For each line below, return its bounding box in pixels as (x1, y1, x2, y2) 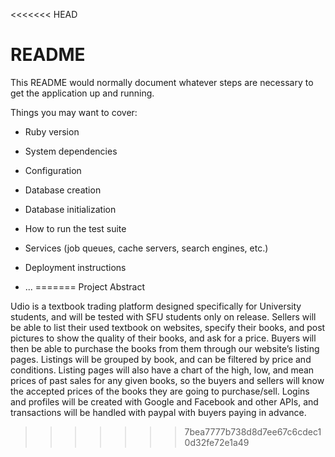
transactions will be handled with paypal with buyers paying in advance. (10, 406, 307, 418)
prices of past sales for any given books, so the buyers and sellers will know (10, 374, 325, 386)
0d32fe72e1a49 (184, 436, 250, 448)
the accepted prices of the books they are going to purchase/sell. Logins (10, 385, 310, 397)
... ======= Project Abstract (24, 280, 145, 293)
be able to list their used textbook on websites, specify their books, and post (10, 321, 326, 333)
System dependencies (24, 145, 118, 157)
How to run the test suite (24, 222, 127, 234)
